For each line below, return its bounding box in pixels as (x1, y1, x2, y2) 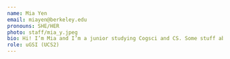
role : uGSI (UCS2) (7, 41, 60, 48)
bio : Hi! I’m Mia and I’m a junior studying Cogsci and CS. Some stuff (7, 35, 216, 42)
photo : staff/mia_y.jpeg (7, 28, 78, 36)
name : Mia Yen (7, 9, 48, 17)
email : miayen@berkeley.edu (7, 16, 88, 23)
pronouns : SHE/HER (7, 22, 60, 29)
